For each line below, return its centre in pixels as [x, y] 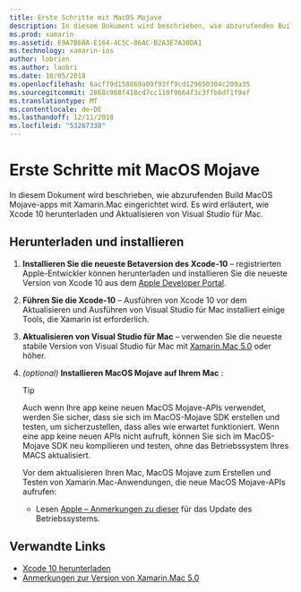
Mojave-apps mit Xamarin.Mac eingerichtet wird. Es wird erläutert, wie [139, 204]
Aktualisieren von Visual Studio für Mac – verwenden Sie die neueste [152, 336]
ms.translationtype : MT [54, 101]
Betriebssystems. [68, 518]
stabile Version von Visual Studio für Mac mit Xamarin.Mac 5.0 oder [146, 346]
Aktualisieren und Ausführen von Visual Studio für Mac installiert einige [153, 309]
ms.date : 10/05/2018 [48, 76]
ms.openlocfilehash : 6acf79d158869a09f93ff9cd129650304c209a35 [130, 84]
